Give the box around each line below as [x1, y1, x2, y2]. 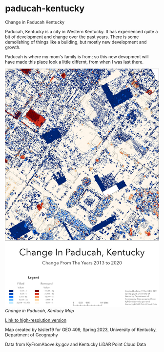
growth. [5, 44, 21, 50]
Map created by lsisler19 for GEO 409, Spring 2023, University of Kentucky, [5, 327, 157, 332]
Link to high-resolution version [5, 317, 67, 323]
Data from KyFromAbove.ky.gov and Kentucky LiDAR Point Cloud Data [5, 341, 146, 347]
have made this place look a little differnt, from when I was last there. [5, 59, 144, 65]
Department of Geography [5, 331, 58, 338]
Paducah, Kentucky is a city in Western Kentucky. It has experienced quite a [5, 28, 158, 34]
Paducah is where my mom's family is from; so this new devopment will [5, 53, 149, 59]
